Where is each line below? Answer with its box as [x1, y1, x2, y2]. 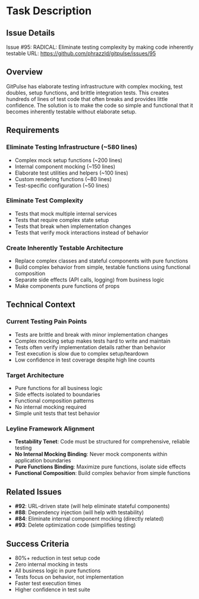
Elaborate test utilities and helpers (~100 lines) [14, 169, 129, 176]
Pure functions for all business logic [14, 385, 103, 392]
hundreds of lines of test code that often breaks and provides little [6, 95, 168, 102]
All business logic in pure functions [14, 567, 101, 574]
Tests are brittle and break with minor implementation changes [14, 331, 168, 338]
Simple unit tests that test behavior [14, 410, 100, 417]
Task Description [6, 4, 92, 18]
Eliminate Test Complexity [6, 197, 84, 205]
